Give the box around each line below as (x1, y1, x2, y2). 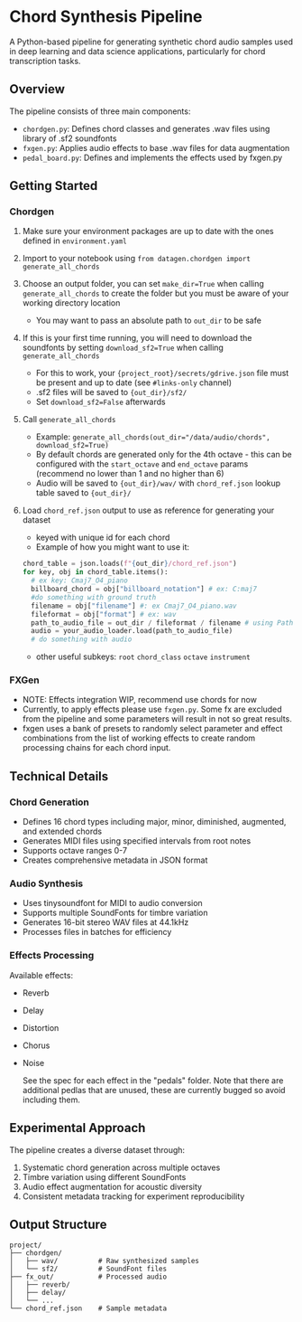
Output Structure (9, 1216, 107, 1232)
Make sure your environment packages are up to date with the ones (22, 226, 275, 237)
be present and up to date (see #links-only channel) (35, 377, 233, 388)
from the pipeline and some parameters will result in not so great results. (22, 713, 293, 724)
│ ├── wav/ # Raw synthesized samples (9, 1257, 200, 1266)
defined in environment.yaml (22, 235, 128, 246)
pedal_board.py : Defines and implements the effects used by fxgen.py (22, 152, 283, 163)
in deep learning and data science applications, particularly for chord (9, 45, 266, 56)
